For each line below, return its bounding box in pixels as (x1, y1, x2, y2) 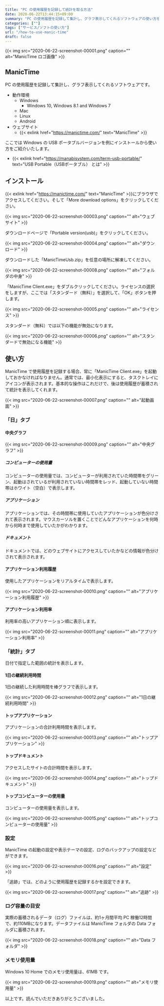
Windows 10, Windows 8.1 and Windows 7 (26, 103, 111, 108)
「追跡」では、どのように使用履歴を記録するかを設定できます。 (5, 879, 133, 885)
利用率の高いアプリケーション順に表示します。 (5, 618, 99, 624)
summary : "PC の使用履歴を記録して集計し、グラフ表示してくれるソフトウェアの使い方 (5, 16, 157, 21)
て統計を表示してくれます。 (5, 387, 60, 393)
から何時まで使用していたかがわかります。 (5, 523, 90, 529)
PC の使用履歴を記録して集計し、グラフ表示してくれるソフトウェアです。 (5, 82, 153, 87)
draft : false (5, 35, 32, 40)
